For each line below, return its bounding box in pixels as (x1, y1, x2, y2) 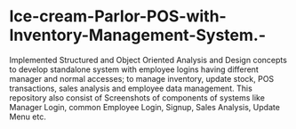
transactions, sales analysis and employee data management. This (9, 83, 253, 93)
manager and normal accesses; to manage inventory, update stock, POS (9, 73, 275, 84)
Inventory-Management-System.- (9, 25, 267, 45)
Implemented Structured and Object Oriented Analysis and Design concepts (9, 54, 287, 65)
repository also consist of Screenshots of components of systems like (9, 92, 265, 103)
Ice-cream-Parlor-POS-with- (9, 6, 227, 27)
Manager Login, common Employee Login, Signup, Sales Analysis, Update (9, 101, 280, 112)
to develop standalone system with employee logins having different (9, 64, 260, 75)
